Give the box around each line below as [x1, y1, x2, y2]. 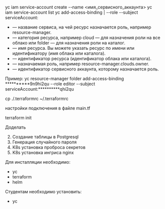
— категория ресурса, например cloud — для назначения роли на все [12, 35, 161, 40]
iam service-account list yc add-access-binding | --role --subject [5, 9, 138, 15]
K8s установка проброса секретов [12, 144, 86, 150]
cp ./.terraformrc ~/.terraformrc [5, 96, 69, 102]
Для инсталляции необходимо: [5, 159, 70, 165]
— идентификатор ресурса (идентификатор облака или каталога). [12, 56, 152, 61]
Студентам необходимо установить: [5, 189, 82, 194]
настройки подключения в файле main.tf [5, 105, 90, 111]
